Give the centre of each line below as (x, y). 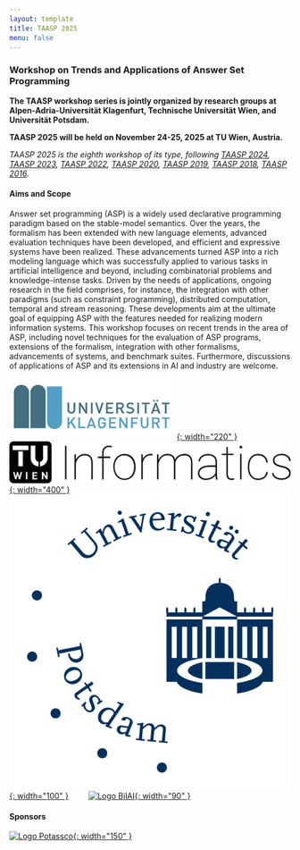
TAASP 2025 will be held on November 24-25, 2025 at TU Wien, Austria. (146, 137)
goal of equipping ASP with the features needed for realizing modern (136, 318)
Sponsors (28, 816)
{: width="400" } (40, 490)
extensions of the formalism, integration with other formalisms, (125, 346)
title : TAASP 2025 (43, 28)
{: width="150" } (102, 837)
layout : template (42, 19)
